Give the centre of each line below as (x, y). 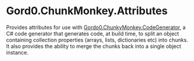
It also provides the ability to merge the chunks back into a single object (94, 46)
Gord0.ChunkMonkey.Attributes (87, 11)
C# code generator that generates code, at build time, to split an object (93, 33)
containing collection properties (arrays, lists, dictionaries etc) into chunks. (97, 40)
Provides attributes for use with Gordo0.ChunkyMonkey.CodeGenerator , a (96, 27)
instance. (17, 52)
